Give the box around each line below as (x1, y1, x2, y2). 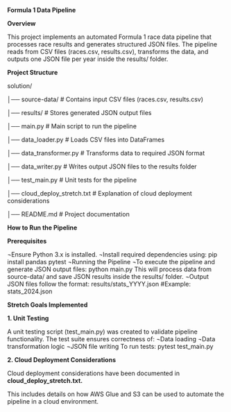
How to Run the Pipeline (7, 223, 78, 232)
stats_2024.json (7, 287, 53, 295)
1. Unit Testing (7, 314, 49, 322)
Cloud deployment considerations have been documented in (7, 369, 180, 377)
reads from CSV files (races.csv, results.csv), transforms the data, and (7, 48, 209, 55)
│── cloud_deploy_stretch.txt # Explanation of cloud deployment (7, 189, 192, 197)
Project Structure (7, 69, 58, 76)
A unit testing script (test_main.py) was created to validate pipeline (7, 327, 198, 336)
